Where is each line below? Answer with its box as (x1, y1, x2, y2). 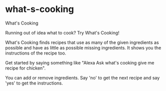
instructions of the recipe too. (5, 50, 67, 56)
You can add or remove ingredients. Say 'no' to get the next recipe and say (5, 74, 160, 80)
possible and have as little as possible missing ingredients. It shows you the (5, 44, 161, 50)
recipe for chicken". (5, 65, 46, 71)
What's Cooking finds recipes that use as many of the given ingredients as (5, 39, 159, 45)
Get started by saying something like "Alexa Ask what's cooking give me (5, 59, 154, 65)
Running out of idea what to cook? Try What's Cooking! (5, 29, 119, 35)
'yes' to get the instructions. (5, 80, 63, 86)
